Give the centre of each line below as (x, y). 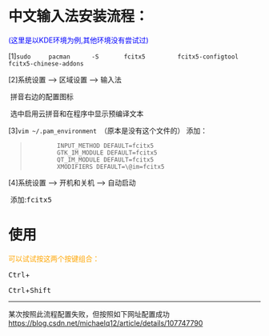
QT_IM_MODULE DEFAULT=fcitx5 (106, 160)
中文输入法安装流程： (79, 16)
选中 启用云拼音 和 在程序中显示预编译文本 (77, 114)
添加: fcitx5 (31, 199)
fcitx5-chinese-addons (46, 64)
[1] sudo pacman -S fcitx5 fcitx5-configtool (123, 56)
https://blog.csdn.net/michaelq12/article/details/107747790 (106, 323)
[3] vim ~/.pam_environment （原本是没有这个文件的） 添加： (108, 130)
